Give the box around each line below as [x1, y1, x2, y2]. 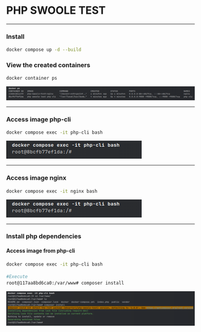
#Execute [6, 274, 28, 280]
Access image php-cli [6, 115, 71, 123]
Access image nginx [6, 174, 67, 182]
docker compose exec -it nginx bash [6, 188, 98, 194]
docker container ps [6, 76, 58, 82]
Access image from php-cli [6, 247, 75, 255]
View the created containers [6, 61, 91, 70]
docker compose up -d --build [6, 47, 82, 53]
